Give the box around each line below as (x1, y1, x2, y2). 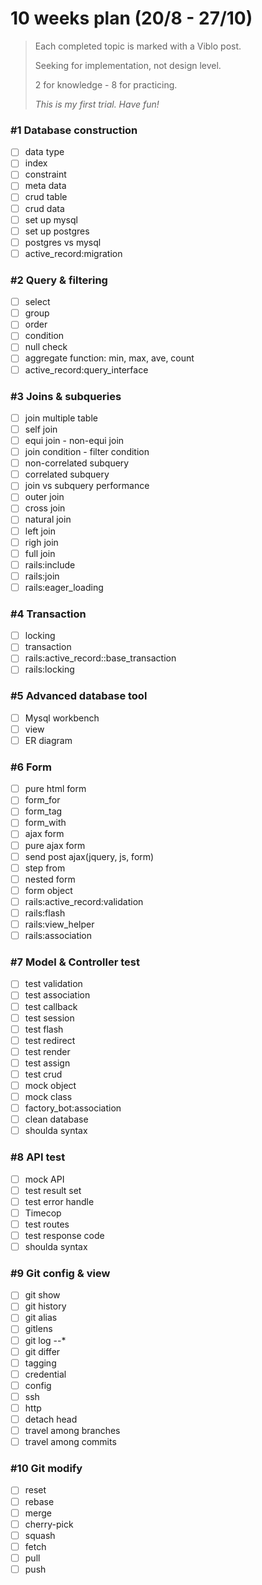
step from (24, 862, 66, 874)
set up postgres (24, 225, 90, 237)
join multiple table (24, 412, 98, 424)
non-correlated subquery (24, 457, 130, 469)
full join (24, 547, 56, 559)
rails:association (24, 930, 93, 942)
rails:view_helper (24, 918, 95, 930)
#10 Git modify (10, 1462, 83, 1476)
